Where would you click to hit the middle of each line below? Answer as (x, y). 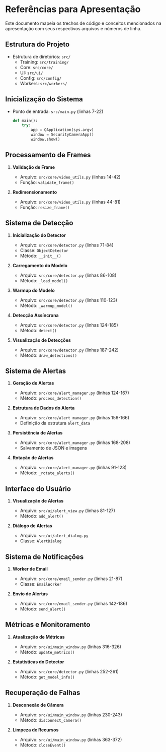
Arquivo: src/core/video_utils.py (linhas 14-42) (70, 177)
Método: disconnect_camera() (51, 720)
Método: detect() (38, 330)
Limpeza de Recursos (35, 730)
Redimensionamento (35, 192)
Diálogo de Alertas (32, 526)
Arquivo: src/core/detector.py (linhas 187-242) (69, 350)
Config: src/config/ (41, 78)
